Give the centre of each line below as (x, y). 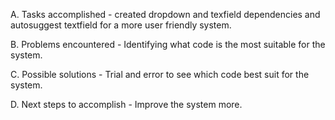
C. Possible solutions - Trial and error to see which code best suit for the (160, 74)
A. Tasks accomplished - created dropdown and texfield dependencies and (165, 14)
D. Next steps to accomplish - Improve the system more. (126, 104)
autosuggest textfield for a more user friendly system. (121, 25)
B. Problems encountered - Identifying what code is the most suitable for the (168, 44)
